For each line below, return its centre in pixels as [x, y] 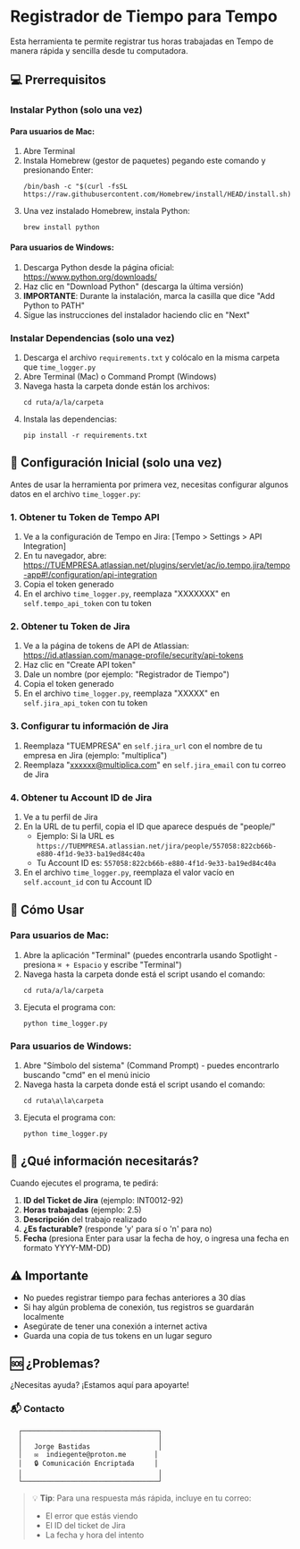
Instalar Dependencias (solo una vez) [92, 338]
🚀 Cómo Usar [47, 910]
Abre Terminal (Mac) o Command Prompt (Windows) [120, 376]
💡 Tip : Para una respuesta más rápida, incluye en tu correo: [142, 1498]
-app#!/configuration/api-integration [90, 575]
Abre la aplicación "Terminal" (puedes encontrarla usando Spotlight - [150, 954]
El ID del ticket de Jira [85, 1525]
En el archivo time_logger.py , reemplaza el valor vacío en [129, 872]
